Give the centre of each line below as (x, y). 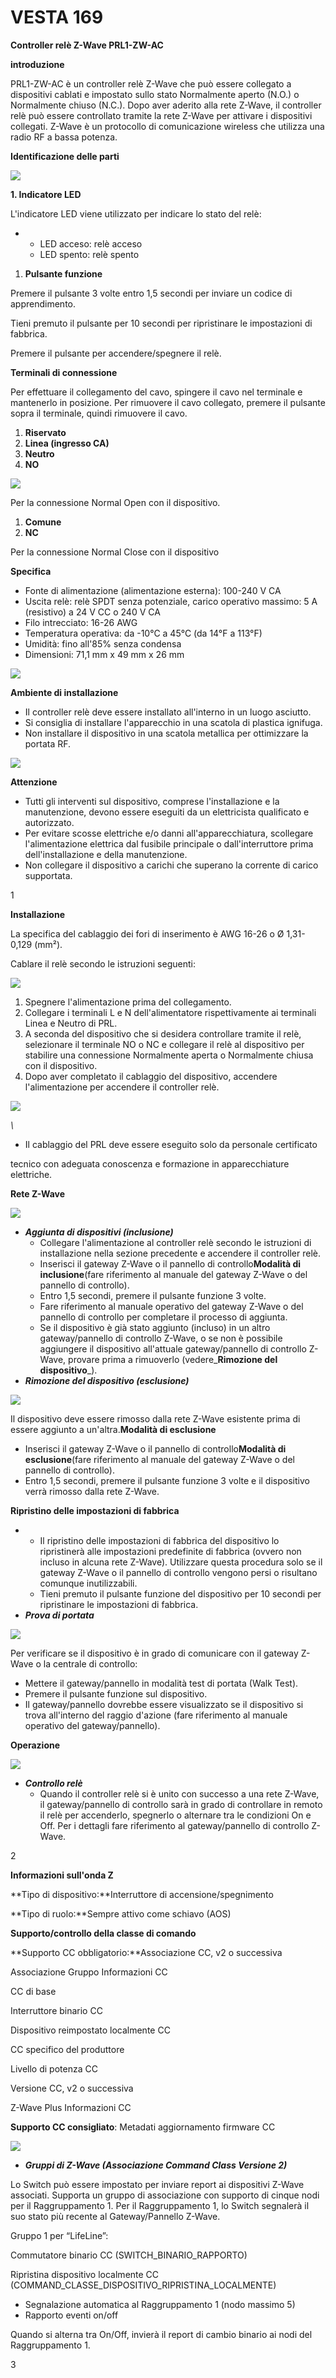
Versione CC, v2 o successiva (72, 2088)
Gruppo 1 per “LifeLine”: (59, 2235)
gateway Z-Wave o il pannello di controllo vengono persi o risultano (178, 1572)
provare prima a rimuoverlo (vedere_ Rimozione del (173, 1359)
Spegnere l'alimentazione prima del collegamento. (128, 1002)
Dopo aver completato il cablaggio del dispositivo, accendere (151, 1076)
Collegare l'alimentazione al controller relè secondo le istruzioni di (175, 1242)
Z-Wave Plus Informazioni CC (71, 2107)
